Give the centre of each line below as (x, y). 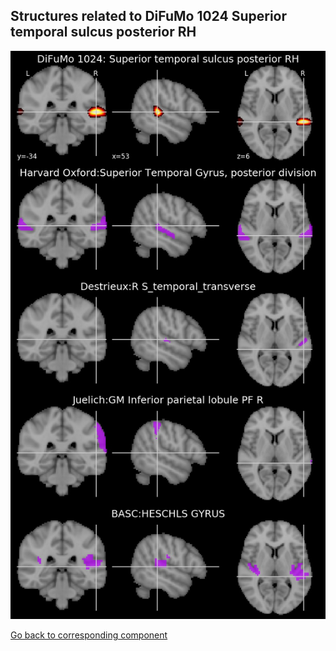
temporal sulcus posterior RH (103, 32)
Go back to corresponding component (89, 635)
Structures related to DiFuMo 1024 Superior (149, 16)
